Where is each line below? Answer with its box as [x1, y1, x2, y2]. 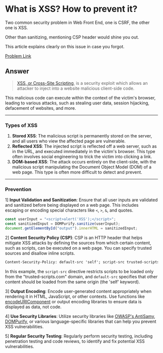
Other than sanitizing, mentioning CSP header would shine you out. [5, 34, 139, 40]
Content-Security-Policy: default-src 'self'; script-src [5, 259, 125, 264]
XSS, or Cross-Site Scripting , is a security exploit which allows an [16, 80, 148, 86]
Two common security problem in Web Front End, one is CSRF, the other [5, 20, 150, 25]
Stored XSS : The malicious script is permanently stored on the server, [12, 133, 152, 139]
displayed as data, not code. [5, 304, 62, 310]
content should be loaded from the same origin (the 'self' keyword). [5, 279, 140, 285]
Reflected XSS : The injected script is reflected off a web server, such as [12, 143, 157, 149]
